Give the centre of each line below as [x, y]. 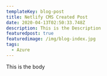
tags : [13, 45]
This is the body [26, 67]
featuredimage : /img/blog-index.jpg [51, 39]
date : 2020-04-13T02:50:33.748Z [46, 22]
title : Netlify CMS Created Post [47, 17]
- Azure [21, 50]
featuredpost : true [30, 34]
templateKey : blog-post [35, 11]
